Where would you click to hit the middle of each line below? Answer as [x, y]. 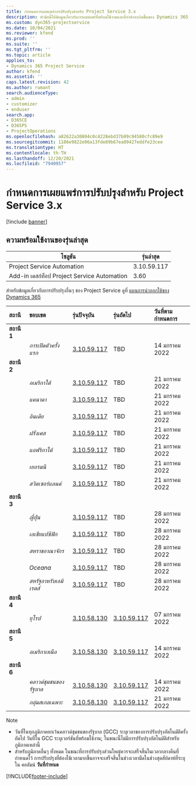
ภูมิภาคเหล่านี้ [27, 745]
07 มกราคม [167, 614]
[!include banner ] [27, 222]
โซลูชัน [68, 256]
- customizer [22, 104]
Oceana [40, 567]
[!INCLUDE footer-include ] [37, 776]
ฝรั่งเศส [37, 433]
